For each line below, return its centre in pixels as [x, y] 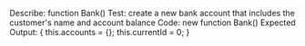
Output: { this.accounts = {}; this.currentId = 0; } [100, 32]
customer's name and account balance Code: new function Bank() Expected [152, 23]
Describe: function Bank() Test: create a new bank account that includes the [152, 13]
